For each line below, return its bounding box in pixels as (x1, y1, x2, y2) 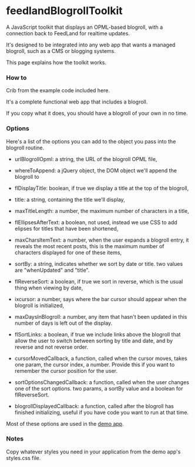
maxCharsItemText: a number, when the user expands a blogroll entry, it (14, 236, 189, 243)
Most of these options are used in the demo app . (6, 420, 125, 427)
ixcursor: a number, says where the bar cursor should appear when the (14, 295, 187, 302)
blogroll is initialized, (14, 302, 65, 309)
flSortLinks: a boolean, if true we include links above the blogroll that (14, 331, 181, 338)
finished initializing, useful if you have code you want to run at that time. (14, 409, 189, 416)
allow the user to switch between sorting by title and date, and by (14, 337, 173, 344)
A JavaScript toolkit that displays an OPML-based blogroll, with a (6, 24, 163, 31)
